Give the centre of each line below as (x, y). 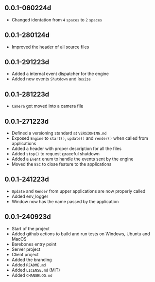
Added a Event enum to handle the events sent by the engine (72, 159)
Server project (26, 249)
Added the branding (32, 260)
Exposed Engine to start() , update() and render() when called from (80, 138)
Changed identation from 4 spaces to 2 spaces (57, 19)
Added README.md (29, 264)
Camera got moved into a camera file (47, 106)
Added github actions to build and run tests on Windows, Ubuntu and (81, 234)
